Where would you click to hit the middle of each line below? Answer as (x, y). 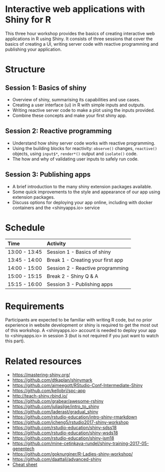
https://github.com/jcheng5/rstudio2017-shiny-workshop (70, 422)
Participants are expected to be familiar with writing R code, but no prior (79, 320)
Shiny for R (28, 20)
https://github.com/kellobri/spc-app (49, 391)
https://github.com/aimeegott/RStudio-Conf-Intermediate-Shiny (77, 386)
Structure (25, 69)
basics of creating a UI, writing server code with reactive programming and (82, 44)
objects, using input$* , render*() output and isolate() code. (75, 154)
